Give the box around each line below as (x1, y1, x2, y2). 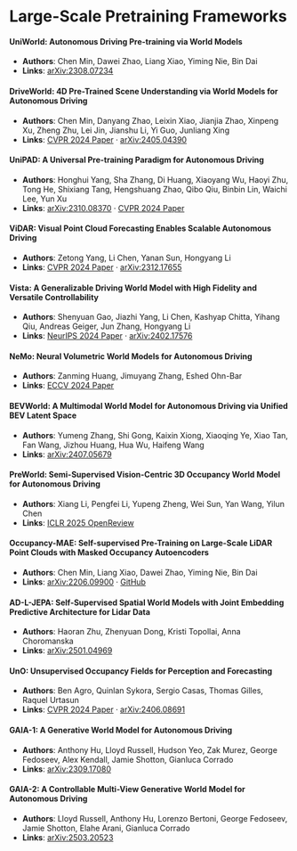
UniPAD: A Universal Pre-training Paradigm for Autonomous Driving (9, 154, 265, 166)
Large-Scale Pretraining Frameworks (9, 6, 287, 27)
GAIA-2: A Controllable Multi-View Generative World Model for (9, 784, 246, 795)
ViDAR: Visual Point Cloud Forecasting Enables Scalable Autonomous (9, 223, 272, 233)
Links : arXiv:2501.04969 (21, 645, 113, 656)
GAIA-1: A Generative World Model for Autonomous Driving (9, 724, 233, 736)
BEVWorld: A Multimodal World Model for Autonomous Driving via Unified (9, 401, 289, 411)
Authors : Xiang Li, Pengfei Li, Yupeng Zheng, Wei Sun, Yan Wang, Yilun (21, 498, 285, 509)
